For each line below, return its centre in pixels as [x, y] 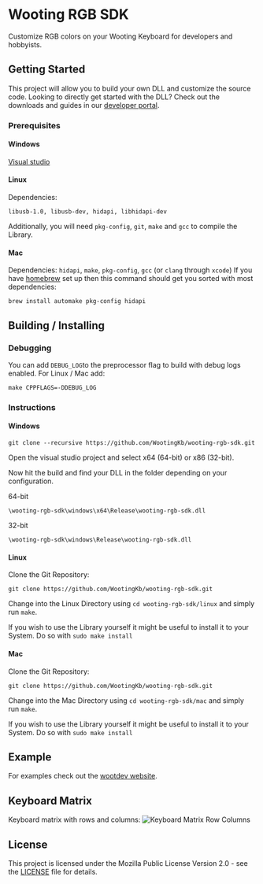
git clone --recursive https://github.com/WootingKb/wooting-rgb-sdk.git [132, 443]
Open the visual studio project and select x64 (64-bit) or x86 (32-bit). [121, 457]
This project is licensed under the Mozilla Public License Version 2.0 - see [128, 863]
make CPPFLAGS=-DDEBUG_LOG [52, 387]
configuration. [31, 481]
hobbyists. [25, 44]
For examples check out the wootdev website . [83, 776]
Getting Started [47, 70]
